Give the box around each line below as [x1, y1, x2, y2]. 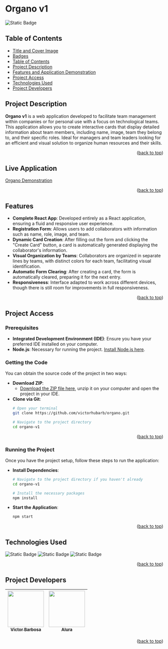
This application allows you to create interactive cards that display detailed [5, 124, 159, 130]
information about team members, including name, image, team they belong [5, 129, 162, 135]
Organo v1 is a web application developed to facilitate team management [5, 113, 156, 119]
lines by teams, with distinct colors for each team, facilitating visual [12, 258, 151, 264]
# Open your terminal [12, 406, 58, 411]
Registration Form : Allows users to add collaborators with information [12, 226, 157, 232]
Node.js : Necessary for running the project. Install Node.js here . [12, 346, 145, 352]
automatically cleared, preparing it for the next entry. [12, 274, 122, 280]
